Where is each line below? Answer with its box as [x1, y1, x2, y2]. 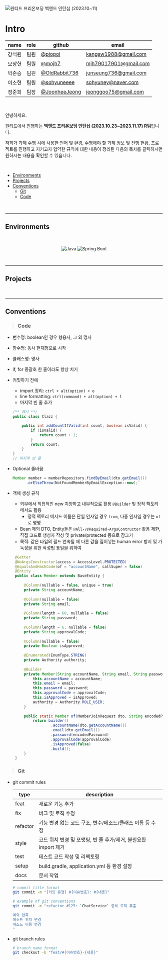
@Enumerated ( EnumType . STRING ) [23, 653, 87, 658]
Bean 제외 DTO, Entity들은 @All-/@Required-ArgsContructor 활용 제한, [19, 526, 161, 532]
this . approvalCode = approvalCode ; [32, 690, 107, 696]
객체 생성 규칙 [12, 490, 39, 496]
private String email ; [23, 601, 71, 607]
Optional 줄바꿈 [12, 465, 43, 471]
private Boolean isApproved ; [23, 643, 84, 648]
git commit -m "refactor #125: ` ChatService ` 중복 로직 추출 [12, 904, 136, 909]
